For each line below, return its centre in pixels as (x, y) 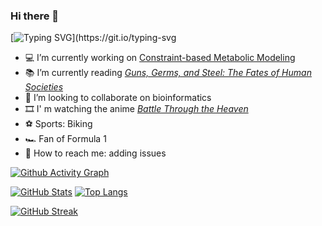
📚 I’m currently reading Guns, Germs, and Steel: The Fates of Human (168, 73)
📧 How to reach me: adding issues (95, 153)
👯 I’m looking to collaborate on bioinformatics (118, 98)
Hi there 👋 (35, 16)
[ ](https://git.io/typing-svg (93, 38)
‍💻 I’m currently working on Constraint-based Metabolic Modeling (160, 58)
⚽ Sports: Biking (58, 124)
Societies (44, 87)
